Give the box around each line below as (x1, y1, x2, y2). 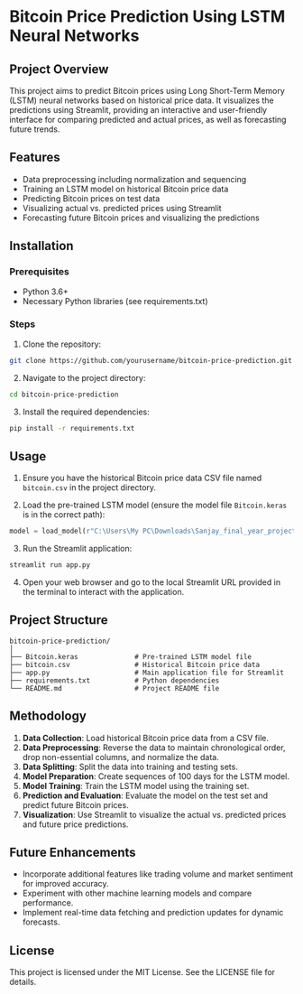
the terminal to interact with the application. (22, 586, 185, 597)
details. (9, 977, 37, 988)
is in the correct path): (22, 509, 106, 520)
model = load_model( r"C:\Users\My (9, 526, 140, 536)
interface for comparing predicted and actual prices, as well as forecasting (9, 115, 287, 125)
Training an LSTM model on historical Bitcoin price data (22, 183, 229, 194)
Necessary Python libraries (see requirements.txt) (22, 295, 208, 306)
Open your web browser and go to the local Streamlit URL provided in (22, 576, 281, 588)
